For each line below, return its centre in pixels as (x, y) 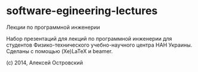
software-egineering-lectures (82, 11)
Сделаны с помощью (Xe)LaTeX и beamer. (60, 51)
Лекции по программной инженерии (53, 27)
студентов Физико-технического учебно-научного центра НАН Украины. (99, 45)
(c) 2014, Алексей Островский (45, 63)
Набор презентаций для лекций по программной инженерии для (89, 38)
